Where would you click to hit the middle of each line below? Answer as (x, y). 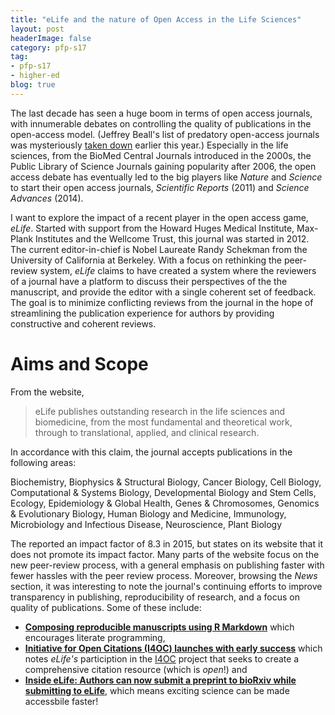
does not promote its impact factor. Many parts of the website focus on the (165, 554)
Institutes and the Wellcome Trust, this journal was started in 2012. (172, 238)
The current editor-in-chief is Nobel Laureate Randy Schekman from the (159, 249)
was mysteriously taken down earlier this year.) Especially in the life (149, 145)
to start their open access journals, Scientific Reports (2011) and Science (160, 187)
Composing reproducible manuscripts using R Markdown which (159, 627)
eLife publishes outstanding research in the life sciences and (160, 411)
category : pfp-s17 (48, 47)
